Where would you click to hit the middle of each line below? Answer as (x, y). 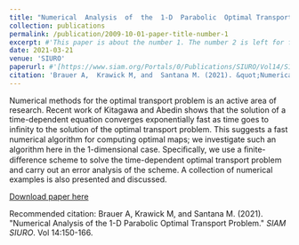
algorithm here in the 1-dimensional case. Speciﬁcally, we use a (125, 149)
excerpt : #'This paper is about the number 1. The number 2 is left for (147, 42)
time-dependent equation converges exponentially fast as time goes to (139, 119)
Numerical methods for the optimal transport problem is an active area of (143, 100)
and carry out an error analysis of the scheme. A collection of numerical (141, 170)
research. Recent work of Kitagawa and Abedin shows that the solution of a (148, 110)
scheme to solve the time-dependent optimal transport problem (165, 160)
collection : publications (57, 26)
